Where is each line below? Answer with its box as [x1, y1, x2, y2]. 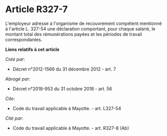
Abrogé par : [5, 76, 30, 82]
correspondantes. [5, 37, 43, 43]
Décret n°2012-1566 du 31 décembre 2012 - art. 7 [12, 66, 116, 72]
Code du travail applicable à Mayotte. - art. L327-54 [12, 105, 121, 111]
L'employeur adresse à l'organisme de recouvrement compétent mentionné [5, 20, 162, 26]
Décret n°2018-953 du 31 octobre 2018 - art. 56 [12, 85, 112, 92]
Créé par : [5, 56, 25, 62]
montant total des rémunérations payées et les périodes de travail [5, 31, 143, 37]
